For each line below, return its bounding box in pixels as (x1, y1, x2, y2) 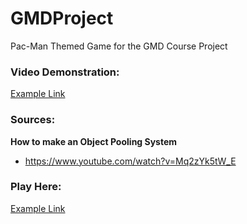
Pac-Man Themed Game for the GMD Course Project (10, 40, 228, 52)
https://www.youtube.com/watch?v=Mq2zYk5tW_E (24, 155, 237, 167)
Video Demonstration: (10, 65, 120, 79)
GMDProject (10, 7, 114, 30)
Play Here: (10, 180, 62, 194)
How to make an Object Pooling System (10, 135, 178, 147)
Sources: (10, 113, 56, 127)
